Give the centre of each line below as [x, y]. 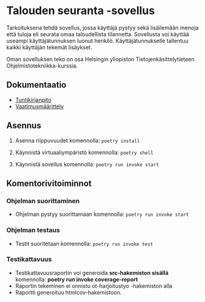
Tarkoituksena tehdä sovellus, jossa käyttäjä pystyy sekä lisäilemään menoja [102, 28]
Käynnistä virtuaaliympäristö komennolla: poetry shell [84, 152]
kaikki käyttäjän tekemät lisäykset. [49, 47]
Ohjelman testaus [33, 230]
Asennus [24, 126]
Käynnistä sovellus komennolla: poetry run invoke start [87, 164]
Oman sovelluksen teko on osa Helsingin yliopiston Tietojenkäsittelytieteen [100, 59]
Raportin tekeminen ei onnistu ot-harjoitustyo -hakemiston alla [94, 285]
